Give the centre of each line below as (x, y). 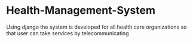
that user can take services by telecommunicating (68, 33)
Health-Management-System (81, 10)
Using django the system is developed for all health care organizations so (96, 27)
